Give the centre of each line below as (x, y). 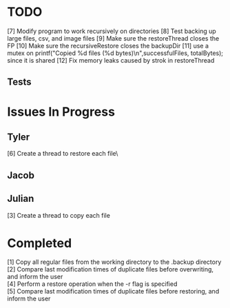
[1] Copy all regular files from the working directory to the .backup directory (114, 262)
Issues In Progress (61, 112)
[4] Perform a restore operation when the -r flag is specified (92, 284)
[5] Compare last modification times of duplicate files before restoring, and (113, 291)
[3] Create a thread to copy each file (59, 215)
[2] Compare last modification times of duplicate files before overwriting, (111, 269)
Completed (40, 243)
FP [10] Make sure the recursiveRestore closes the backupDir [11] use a (108, 45)
